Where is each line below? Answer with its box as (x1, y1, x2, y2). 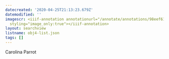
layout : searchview (5, 26, 46, 31)
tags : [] (5, 35, 24, 40)
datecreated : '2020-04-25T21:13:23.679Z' (5, 7, 94, 12)
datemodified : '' (5, 12, 42, 17)
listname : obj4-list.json (5, 30, 59, 35)
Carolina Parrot (5, 48, 37, 55)
